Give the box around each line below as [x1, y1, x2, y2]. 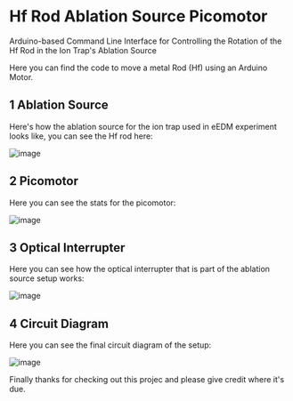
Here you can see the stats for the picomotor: [9, 197, 176, 208]
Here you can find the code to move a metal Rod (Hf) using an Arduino [9, 62, 268, 73]
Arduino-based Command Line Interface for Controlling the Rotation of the [9, 36, 282, 46]
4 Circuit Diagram [9, 316, 110, 331]
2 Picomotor [9, 173, 78, 188]
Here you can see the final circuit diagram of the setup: [9, 340, 212, 350]
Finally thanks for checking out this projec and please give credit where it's [9, 374, 285, 385]
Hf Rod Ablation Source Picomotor [9, 6, 268, 27]
